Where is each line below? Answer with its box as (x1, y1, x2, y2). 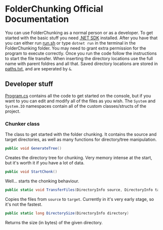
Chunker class (5, 120, 40, 127)
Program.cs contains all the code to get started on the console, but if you (5, 93, 151, 99)
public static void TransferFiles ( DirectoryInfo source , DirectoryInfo (5, 187, 153, 192)
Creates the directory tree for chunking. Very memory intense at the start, (5, 154, 152, 161)
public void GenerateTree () (5, 146, 62, 151)
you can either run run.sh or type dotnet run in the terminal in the (5, 40, 136, 46)
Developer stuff (5, 80, 53, 88)
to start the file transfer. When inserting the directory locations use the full (5, 55, 153, 61)
